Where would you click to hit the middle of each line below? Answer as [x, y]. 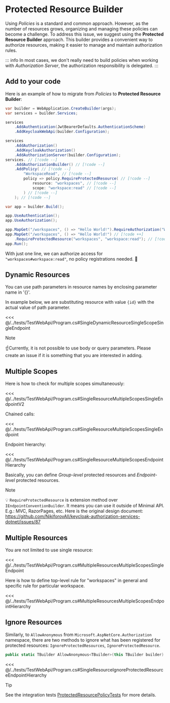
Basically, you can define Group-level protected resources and [70, 475]
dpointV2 [15, 404]
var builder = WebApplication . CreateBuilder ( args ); [61, 108]
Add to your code [33, 81]
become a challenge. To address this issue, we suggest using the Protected [84, 34]
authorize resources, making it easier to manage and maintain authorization [84, 45]
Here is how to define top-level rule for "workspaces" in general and [76, 581]
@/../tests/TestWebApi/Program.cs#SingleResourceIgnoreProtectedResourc [84, 670]
